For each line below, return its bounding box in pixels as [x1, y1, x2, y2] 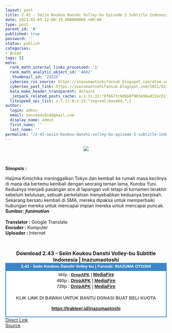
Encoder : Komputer [5, 225, 49, 231]
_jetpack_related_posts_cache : [10, 94, 77, 99]
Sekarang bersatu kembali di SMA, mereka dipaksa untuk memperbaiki [5, 197, 155, 203]
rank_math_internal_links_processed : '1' [10, 65, 100, 70]
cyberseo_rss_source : [10, 79, 56, 84]
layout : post [5, 7, 33, 13]
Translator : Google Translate [5, 219, 68, 225]
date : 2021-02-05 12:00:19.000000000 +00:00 [5, 17, 102, 22]
